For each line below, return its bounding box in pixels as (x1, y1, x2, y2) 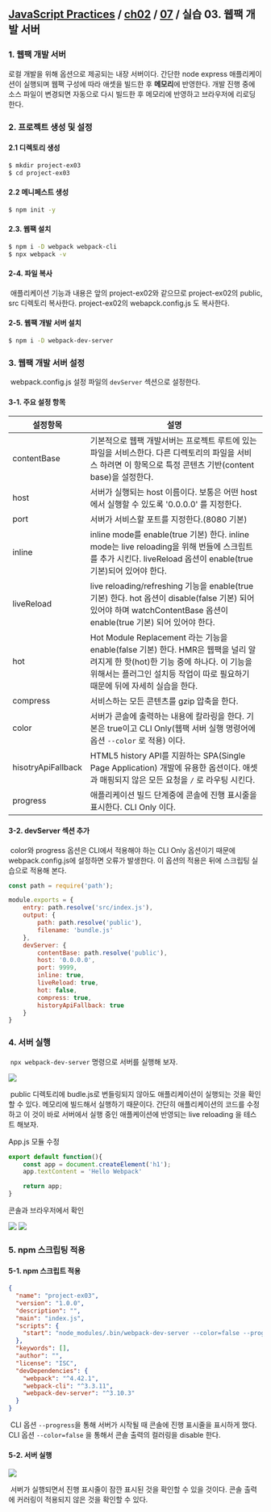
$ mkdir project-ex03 (8, 161, 81, 170)
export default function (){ (8, 1153, 103, 1161)
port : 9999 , (37, 964, 78, 972)
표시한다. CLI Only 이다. (90, 802, 176, 813)
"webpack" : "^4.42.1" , (23, 1374, 99, 1383)
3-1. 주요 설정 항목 (8, 397, 66, 406)
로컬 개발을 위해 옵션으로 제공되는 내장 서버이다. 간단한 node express (8, 69, 228, 78)
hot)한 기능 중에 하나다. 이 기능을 (134, 657, 252, 668)
